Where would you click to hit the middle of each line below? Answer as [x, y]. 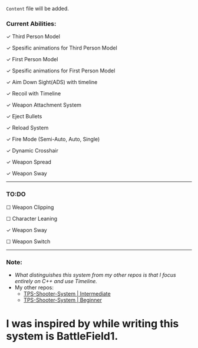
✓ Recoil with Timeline [34, 94]
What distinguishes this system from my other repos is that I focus [95, 275]
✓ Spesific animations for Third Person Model [62, 48]
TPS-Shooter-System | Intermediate [67, 293]
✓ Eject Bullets [24, 117]
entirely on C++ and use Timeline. [56, 281]
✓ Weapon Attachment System [44, 105]
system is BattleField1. [62, 337]
